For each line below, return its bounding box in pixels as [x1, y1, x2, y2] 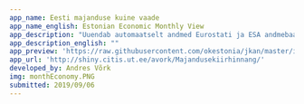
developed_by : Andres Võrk [9, 64, 111, 73]
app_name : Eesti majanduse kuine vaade [9, 13, 160, 23]
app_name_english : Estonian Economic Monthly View [9, 22, 204, 31]
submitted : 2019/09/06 [9, 80, 95, 90]
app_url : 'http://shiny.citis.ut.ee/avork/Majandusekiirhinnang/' [9, 55, 265, 64]
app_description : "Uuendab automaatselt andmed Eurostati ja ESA [9, 30, 261, 39]
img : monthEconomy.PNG [9, 72, 95, 81]
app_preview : [9, 47, 59, 56]
